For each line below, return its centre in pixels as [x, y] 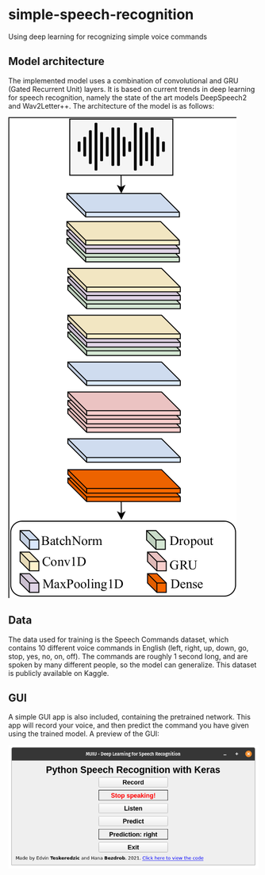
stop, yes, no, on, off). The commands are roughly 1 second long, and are [128, 656]
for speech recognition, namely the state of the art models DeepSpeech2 [128, 98]
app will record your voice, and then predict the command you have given [129, 725]
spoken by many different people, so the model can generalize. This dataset [132, 665]
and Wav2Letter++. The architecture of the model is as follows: [111, 106]
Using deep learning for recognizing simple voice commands [108, 36]
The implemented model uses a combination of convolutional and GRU [123, 80]
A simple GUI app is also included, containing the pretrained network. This [130, 717]
